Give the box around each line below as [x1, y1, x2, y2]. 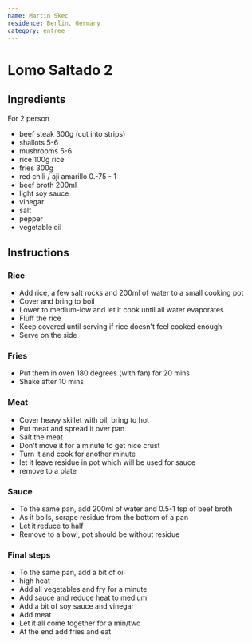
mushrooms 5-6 [18, 146, 73, 156]
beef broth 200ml [18, 181, 77, 190]
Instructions [7, 245, 69, 260]
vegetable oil [18, 223, 62, 232]
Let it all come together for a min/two [18, 618, 141, 628]
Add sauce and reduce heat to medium [18, 593, 148, 603]
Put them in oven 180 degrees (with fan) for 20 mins [18, 368, 191, 378]
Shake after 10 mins [18, 377, 85, 387]
